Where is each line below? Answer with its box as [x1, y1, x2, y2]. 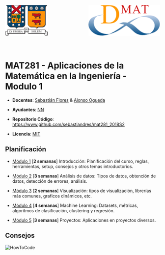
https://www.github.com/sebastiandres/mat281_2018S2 [12, 121, 125, 127]
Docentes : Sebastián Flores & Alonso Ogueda [12, 97, 106, 103]
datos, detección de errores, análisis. [12, 178, 87, 184]
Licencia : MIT [12, 131, 41, 137]
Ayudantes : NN [12, 107, 44, 113]
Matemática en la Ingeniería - [5, 71, 127, 82]
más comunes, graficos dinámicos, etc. [12, 193, 92, 198]
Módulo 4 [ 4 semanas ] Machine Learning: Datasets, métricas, [12, 202, 138, 208]
